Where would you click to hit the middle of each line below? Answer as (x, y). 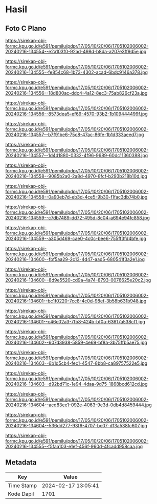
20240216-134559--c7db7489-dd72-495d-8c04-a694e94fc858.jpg (77, 218)
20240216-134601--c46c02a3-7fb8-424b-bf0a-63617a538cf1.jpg (75, 322)
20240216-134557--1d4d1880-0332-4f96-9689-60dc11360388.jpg (77, 155)
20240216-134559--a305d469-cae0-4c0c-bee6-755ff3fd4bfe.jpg (76, 238)
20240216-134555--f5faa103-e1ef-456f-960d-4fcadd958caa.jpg (74, 446)
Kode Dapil (21, 494)
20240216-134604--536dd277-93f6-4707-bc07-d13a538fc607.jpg (76, 425)
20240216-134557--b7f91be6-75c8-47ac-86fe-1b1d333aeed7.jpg (75, 135)
